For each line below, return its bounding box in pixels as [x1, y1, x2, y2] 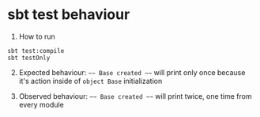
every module [18, 100, 64, 109]
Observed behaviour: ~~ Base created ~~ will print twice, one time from [18, 91, 252, 100]
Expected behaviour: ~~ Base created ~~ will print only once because [18, 67, 246, 77]
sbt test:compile [7, 47, 65, 55]
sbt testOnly [7, 54, 51, 62]
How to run [18, 32, 56, 41]
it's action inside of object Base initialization [18, 76, 163, 85]
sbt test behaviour [7, 6, 130, 24]
